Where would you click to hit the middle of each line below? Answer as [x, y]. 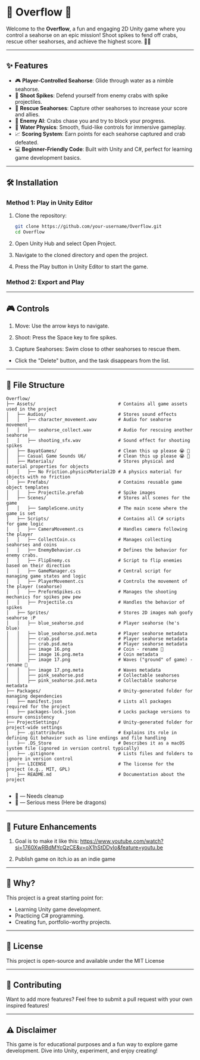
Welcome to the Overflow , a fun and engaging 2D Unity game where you [96, 29]
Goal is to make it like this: [47, 841]
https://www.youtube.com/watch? [122, 841]
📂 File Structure [35, 385]
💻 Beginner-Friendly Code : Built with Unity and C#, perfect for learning [103, 149]
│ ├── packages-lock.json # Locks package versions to [98, 712]
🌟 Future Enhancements [51, 826]
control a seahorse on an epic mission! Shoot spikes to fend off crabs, [92, 35]
